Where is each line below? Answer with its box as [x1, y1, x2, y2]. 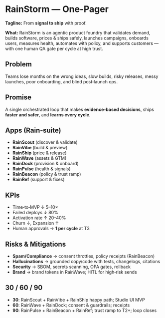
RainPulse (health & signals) [12, 166, 71, 172]
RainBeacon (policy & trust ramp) [12, 171, 81, 177]
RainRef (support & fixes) [12, 176, 65, 183]
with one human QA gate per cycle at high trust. [5, 45, 103, 51]
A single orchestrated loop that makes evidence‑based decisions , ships [5, 106, 155, 112]
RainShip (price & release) [12, 150, 67, 156]
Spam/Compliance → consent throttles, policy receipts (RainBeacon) [12, 253, 155, 259]
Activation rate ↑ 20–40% [12, 215, 66, 221]
